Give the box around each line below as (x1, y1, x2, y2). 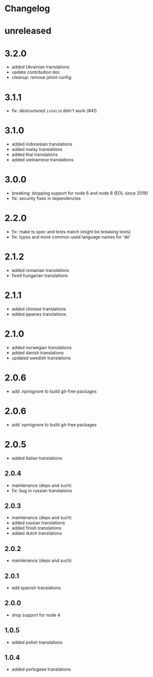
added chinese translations (11, 306, 66, 312)
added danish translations (11, 350, 64, 355)
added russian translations (11, 520, 65, 526)
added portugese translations (11, 666, 71, 672)
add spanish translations (11, 584, 61, 591)
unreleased (4, 25, 52, 37)
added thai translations (11, 151, 58, 157)
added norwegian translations (11, 344, 72, 351)
